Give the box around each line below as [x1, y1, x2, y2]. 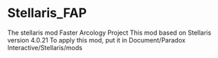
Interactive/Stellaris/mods [7, 43, 83, 52]
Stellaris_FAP [7, 5, 87, 21]
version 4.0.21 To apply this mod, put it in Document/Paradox [7, 35, 186, 44]
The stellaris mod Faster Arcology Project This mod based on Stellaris [7, 28, 212, 37]
